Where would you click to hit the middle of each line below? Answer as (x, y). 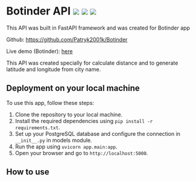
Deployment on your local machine (73, 88)
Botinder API (39, 11)
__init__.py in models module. (53, 140)
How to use (28, 172)
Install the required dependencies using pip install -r (84, 121)
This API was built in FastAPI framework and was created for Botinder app (98, 28)
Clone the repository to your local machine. (68, 114)
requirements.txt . (37, 127)
